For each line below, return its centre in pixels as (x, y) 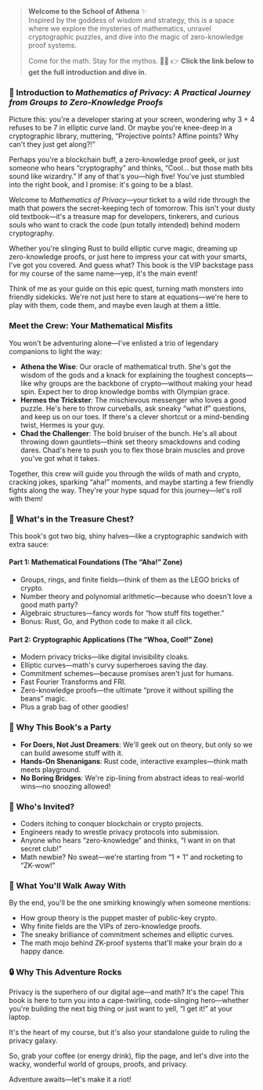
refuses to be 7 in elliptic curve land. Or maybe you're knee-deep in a (121, 128)
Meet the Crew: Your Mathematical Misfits (91, 326)
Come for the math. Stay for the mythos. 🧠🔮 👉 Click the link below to (141, 61)
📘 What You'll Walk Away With (67, 885)
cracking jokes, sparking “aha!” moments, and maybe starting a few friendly (131, 481)
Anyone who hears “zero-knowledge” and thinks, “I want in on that (128, 840)
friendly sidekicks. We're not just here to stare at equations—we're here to (129, 297)
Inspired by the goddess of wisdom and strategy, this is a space (131, 20)
